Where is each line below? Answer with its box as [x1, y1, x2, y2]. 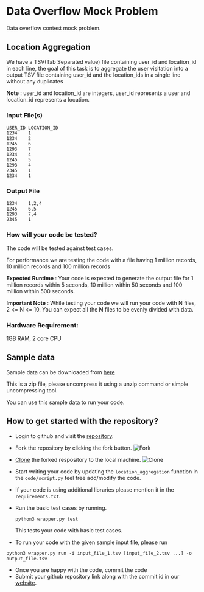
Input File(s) [6, 111, 43, 119]
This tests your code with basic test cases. [15, 526, 123, 534]
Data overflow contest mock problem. [6, 24, 101, 32]
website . [15, 579, 37, 587]
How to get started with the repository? [6, 416, 159, 427]
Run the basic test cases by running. [15, 504, 107, 512]
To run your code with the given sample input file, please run [15, 538, 168, 546]
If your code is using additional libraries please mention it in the [15, 486, 175, 493]
